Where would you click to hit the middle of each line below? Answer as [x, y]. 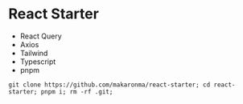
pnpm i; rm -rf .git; [77, 92]
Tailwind [34, 53]
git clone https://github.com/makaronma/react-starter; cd [109, 85]
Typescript [38, 62]
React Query [41, 36]
